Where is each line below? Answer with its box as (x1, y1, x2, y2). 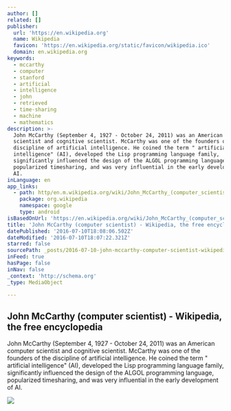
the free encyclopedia (7, 321, 103, 333)
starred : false (7, 240, 51, 248)
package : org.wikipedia (19, 196, 88, 203)
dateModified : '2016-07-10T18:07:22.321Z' (7, 234, 131, 241)
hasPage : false (7, 260, 51, 266)
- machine (13, 112, 41, 119)
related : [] (7, 17, 41, 23)
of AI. (7, 383, 23, 392)
